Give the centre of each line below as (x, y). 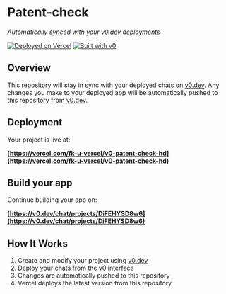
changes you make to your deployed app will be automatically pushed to (113, 92)
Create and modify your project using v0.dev (83, 261)
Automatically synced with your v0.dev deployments (84, 32)
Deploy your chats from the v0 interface (76, 268)
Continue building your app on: (52, 200)
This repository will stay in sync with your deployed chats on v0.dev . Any (113, 85)
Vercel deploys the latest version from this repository (95, 283)
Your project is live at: (39, 140)
